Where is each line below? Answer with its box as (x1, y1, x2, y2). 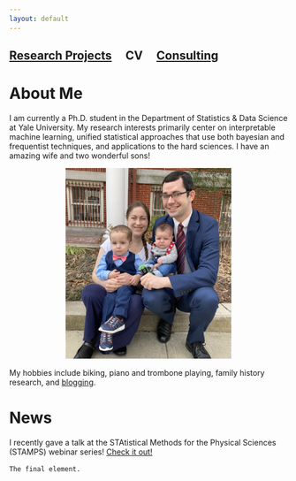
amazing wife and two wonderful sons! (9, 150, 150, 161)
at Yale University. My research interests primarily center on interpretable (9, 122, 276, 133)
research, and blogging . (9, 377, 96, 387)
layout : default (9, 14, 69, 23)
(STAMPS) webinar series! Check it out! (9, 447, 153, 457)
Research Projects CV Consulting (9, 49, 219, 64)
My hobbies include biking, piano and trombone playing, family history (9, 367, 265, 378)
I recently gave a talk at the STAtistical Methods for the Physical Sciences (9, 437, 277, 447)
